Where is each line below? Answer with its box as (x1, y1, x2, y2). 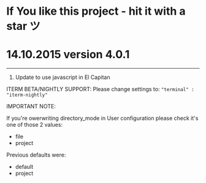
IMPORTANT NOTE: (6, 103, 56, 110)
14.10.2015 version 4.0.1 (6, 48, 130, 62)
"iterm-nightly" (6, 92, 48, 99)
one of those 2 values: (6, 121, 63, 129)
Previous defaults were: (6, 151, 66, 159)
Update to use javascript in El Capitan (15, 73, 110, 81)
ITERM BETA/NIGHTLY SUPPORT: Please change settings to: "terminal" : (6, 86, 194, 93)
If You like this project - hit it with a (6, 4, 186, 18)
